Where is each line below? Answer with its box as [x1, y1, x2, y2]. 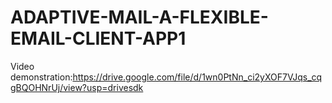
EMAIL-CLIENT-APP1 [10, 27, 187, 50]
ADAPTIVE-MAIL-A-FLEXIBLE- [10, 6, 269, 29]
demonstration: [10, 71, 73, 83]
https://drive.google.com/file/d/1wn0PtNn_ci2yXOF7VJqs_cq [72, 71, 323, 83]
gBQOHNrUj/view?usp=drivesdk [10, 81, 144, 93]
